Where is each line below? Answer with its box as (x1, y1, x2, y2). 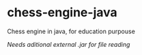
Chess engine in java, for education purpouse (7, 27, 135, 35)
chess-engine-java (7, 5, 117, 20)
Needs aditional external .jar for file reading (7, 40, 130, 48)
